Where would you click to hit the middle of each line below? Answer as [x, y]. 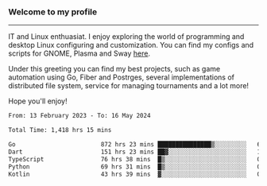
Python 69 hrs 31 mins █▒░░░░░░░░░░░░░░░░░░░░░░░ [128, 167]
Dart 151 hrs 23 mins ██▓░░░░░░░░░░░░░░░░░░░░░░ [128, 152]
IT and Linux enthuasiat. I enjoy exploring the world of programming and [126, 37]
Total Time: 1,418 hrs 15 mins [60, 130]
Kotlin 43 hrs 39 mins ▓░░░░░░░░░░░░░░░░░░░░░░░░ [128, 174]
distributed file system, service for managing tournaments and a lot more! [128, 86]
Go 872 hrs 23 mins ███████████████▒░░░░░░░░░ [128, 145]
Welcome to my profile [53, 12]
